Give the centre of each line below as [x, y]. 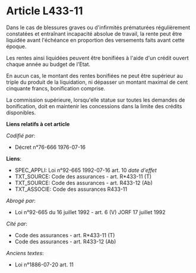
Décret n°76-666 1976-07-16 [50, 147]
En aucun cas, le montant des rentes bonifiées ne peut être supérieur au [94, 76]
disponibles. [21, 112]
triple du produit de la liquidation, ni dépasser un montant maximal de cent [97, 82]
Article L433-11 [45, 11]
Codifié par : [21, 136]
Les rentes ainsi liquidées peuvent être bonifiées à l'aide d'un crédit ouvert [97, 58]
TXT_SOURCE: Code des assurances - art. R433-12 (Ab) [84, 183]
